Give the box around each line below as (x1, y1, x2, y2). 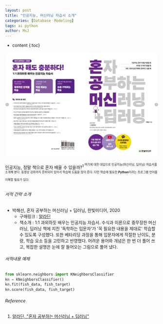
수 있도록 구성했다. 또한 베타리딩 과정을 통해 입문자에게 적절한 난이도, (19, 231, 151, 237)
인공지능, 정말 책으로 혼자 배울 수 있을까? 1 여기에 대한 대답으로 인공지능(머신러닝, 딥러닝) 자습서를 (5, 162, 157, 170)
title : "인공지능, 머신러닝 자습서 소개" (5, 13, 77, 18)
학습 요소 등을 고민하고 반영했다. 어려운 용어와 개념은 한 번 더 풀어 (26, 238, 150, 244)
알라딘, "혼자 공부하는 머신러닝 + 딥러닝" (12, 313, 89, 319)
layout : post (5, 8, 32, 13)
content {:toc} (12, 42, 40, 48)
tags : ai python (5, 23, 38, 28)
